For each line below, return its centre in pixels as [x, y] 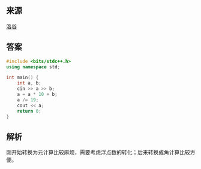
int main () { [22, 78]
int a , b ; [29, 83]
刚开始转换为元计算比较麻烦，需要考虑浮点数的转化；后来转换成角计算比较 [98, 152]
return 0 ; [29, 111]
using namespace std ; [33, 67]
